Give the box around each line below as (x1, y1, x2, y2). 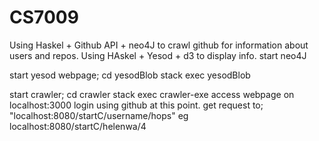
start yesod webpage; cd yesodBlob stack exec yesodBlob (9, 69, 251, 81)
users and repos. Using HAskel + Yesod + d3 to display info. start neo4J (9, 49, 307, 61)
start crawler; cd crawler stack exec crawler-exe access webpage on (9, 88, 295, 100)
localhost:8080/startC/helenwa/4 (9, 120, 147, 132)
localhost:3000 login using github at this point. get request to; (9, 99, 264, 111)
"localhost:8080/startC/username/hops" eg (9, 109, 189, 121)
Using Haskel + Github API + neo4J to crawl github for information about (9, 39, 309, 51)
